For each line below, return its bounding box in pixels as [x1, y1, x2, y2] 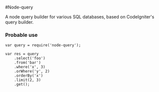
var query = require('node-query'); [5, 43, 81, 48]
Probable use [5, 31, 38, 38]
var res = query [5, 52, 39, 57]
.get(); [14, 82, 30, 87]
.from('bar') [14, 60, 41, 65]
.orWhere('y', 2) [14, 69, 50, 74]
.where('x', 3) [14, 65, 46, 70]
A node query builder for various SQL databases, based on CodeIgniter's [5, 14, 155, 19]
